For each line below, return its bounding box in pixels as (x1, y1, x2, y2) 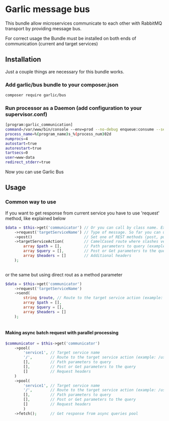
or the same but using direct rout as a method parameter (5, 271, 123, 277)
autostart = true (5, 141, 37, 146)
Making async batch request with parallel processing (5, 330, 119, 336)
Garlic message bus (5, 4, 91, 15)
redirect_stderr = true (5, 160, 51, 165)
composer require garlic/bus (5, 93, 66, 98)
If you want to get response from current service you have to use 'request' (5, 210, 160, 216)
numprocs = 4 (5, 136, 28, 142)
